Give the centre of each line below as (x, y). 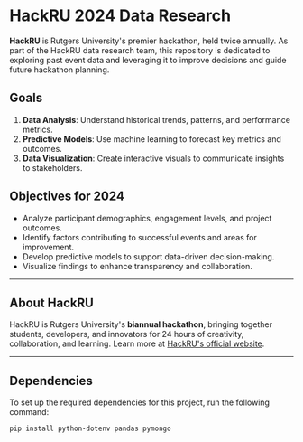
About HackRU (52, 302)
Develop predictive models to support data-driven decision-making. (148, 256)
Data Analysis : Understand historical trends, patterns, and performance (156, 119)
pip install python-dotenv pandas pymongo (90, 429)
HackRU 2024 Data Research (120, 16)
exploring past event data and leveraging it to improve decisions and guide (148, 60)
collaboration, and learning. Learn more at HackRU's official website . (137, 343)
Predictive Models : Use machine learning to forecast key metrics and (152, 139)
